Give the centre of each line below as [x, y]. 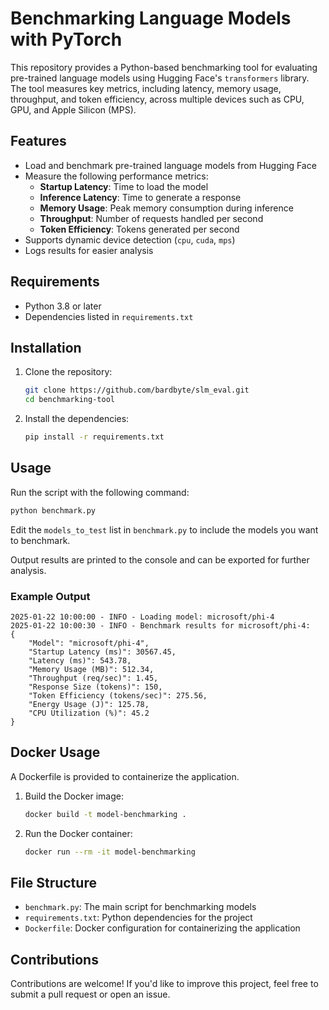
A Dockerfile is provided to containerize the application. [125, 776]
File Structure [53, 882]
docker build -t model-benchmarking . [105, 814]
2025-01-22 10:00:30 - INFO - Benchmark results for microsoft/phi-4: [160, 625]
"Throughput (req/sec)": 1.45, [93, 678]
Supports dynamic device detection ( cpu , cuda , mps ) [130, 239]
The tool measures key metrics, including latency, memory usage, [146, 88]
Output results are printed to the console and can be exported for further [160, 559]
